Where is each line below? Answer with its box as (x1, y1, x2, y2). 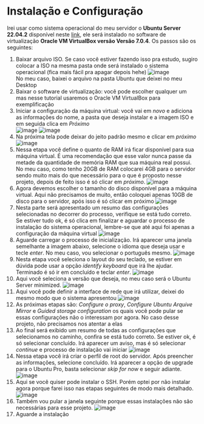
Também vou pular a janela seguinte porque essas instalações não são (15, 397, 193, 405)
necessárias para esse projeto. (15, 404, 93, 411)
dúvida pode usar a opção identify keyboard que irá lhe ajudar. (15, 262, 173, 269)
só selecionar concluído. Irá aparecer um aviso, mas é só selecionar (15, 339, 186, 347)
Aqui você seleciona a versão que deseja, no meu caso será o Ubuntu (15, 275, 191, 282)
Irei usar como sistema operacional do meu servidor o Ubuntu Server (7, 24, 181, 32)
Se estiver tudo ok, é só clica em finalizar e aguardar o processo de (15, 217, 185, 224)
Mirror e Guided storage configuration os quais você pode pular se (15, 307, 184, 314)
